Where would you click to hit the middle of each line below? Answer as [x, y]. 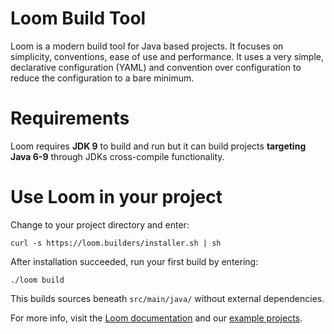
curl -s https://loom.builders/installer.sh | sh [116, 243]
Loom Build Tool [78, 18]
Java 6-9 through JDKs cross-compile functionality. [117, 156]
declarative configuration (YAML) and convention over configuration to [156, 67]
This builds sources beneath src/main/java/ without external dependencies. [167, 298]
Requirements [70, 118]
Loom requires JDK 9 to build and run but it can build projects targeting [158, 146]
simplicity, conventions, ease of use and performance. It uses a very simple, [167, 56]
